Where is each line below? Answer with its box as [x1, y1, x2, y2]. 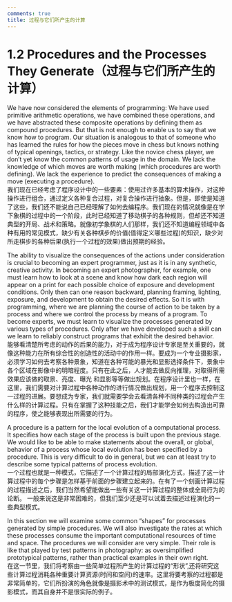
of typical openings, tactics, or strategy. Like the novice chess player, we [7, 148, 215, 156]
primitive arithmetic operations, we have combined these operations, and [7, 111, 215, 120]
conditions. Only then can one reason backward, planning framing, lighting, [7, 288, 222, 296]
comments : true [7, 10, 51, 17]
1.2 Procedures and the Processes [7, 46, 207, 62]
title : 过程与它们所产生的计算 [7, 17, 86, 24]
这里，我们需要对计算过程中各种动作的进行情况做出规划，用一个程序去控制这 [7, 383, 225, 392]
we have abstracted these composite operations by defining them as [7, 118, 202, 127]
